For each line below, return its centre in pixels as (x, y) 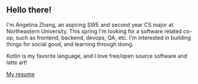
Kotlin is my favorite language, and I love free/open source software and (97, 56)
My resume (20, 74)
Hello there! (29, 10)
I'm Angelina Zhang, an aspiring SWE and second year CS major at (90, 24)
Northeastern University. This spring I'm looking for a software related (94, 31)
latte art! (17, 62)
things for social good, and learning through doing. (70, 44)
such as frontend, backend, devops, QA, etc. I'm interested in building (103, 37)
